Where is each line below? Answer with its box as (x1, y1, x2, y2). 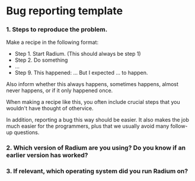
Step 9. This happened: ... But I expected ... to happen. (14, 69, 148, 77)
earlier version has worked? (6, 151, 88, 160)
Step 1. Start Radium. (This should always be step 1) (14, 50, 141, 58)
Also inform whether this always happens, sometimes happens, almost (6, 81, 179, 88)
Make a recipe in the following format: (6, 39, 99, 46)
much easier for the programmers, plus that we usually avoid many (6, 123, 170, 130)
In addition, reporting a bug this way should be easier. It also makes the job (6, 116, 190, 123)
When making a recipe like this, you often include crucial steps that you (6, 99, 180, 106)
